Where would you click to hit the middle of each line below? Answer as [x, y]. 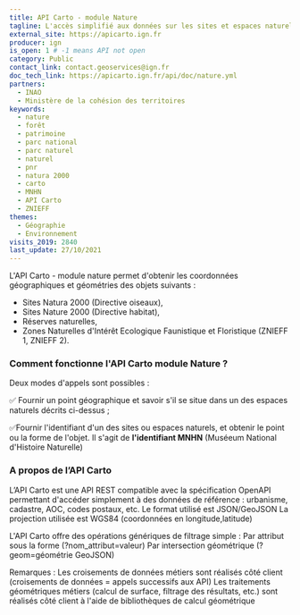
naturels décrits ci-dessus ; [59, 410]
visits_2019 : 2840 [43, 242]
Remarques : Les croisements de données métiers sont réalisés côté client [146, 572]
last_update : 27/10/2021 [55, 250]
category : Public [42, 59]
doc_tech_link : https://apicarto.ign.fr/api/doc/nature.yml [124, 76]
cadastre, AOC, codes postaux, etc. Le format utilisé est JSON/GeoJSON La [149, 509]
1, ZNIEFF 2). [46, 341]
